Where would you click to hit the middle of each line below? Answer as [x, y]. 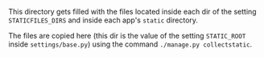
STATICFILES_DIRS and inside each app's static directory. [103, 20]
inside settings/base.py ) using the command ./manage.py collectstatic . [130, 44]
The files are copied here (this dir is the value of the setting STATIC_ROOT [127, 36]
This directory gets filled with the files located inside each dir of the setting [132, 12]
